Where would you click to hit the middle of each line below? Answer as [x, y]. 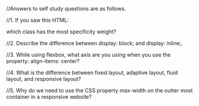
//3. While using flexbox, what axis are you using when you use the [89, 55]
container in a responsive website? [49, 97]
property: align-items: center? [43, 61]
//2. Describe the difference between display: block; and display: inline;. [95, 43]
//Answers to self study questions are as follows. [66, 9]
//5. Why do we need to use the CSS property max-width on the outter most [99, 91]
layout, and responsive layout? [44, 79]
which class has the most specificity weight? [61, 32]
